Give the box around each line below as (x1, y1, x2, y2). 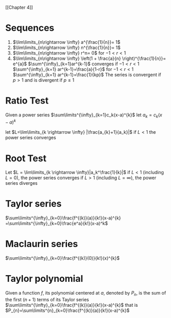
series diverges (5, 180, 38, 186)
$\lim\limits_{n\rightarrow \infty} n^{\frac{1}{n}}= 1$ (12, 44, 121, 51)
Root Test (5, 153, 47, 164)
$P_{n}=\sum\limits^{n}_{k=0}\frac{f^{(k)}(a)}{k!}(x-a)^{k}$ (5, 307, 130, 313)
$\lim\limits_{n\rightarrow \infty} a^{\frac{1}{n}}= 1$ (12, 39, 121, 45)
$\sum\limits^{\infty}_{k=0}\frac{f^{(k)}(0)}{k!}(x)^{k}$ (5, 255, 120, 261)
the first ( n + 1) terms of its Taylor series (5, 296, 89, 303)
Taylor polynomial (5, 273, 83, 285)
